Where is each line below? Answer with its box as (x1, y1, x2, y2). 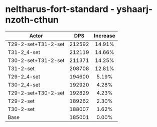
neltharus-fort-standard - (5, 3, 115, 15)
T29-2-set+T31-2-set (8, 40, 65, 47)
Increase (94, 32, 115, 39)
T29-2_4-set (8, 73, 40, 80)
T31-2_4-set (8, 48, 40, 55)
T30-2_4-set (8, 81, 40, 88)
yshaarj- (116, 3, 153, 15)
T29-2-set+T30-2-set (8, 89, 65, 96)
